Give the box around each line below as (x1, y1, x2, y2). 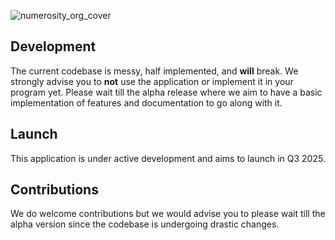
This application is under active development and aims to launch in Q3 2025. (10, 152, 326, 164)
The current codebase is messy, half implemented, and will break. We (10, 65, 299, 77)
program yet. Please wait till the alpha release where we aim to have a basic (10, 86, 323, 98)
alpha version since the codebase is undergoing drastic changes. (10, 218, 280, 230)
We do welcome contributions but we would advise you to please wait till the (10, 208, 326, 220)
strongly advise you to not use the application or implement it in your (10, 75, 294, 87)
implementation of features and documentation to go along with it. (10, 96, 283, 109)
